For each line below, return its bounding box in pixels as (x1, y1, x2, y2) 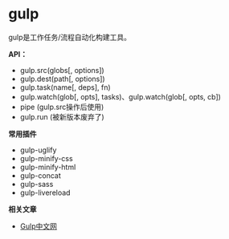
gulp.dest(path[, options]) (19, 74, 106, 83)
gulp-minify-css (19, 153, 74, 163)
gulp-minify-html (19, 162, 76, 172)
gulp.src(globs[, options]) (19, 65, 104, 75)
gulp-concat (19, 170, 62, 180)
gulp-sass (19, 179, 54, 188)
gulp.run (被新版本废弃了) (19, 111, 104, 121)
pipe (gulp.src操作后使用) (19, 102, 104, 111)
